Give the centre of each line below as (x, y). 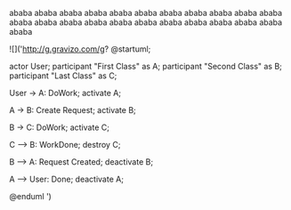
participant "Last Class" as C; (63, 76)
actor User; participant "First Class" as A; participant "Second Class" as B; (146, 66)
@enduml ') (30, 196)
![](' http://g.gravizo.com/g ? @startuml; (80, 49)
